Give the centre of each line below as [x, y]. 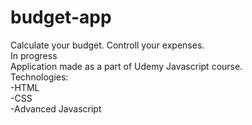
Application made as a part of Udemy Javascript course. [126, 66]
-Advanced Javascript [56, 108]
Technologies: [39, 77]
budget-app [61, 17]
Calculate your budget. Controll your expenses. [107, 45]
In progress [34, 55]
